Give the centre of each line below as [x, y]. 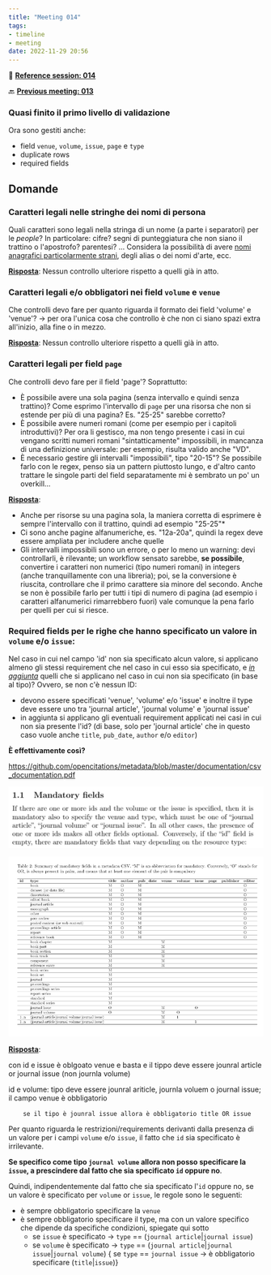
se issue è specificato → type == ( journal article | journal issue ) [142, 1237]
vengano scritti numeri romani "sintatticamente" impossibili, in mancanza [142, 440]
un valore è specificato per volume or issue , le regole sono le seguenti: [125, 1195]
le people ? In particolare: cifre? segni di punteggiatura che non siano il [125, 239]
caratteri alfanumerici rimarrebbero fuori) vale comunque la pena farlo [137, 601]
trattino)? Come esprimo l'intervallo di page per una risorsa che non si [135, 406]
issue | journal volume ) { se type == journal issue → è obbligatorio [143, 1254]
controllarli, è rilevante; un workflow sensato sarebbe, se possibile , [132, 558]
